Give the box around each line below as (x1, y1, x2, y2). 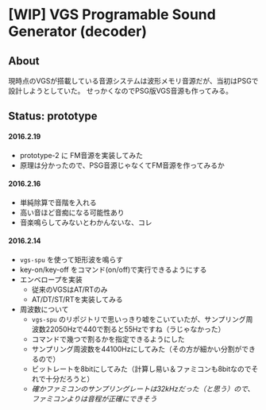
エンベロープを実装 (19, 275, 83, 284)
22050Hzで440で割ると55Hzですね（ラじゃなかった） (45, 324, 226, 334)
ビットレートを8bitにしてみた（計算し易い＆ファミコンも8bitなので (31, 364, 252, 373)
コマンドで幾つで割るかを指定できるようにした (31, 335, 185, 343)
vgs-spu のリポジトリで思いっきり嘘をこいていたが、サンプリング (31, 315, 246, 323)
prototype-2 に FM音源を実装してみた (19, 150, 143, 160)
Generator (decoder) (8, 22, 147, 41)
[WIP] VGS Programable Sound (8, 6, 216, 24)
